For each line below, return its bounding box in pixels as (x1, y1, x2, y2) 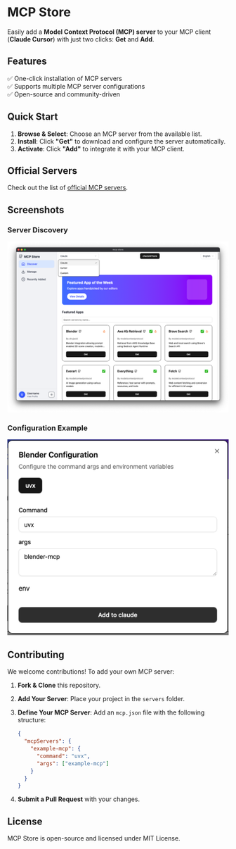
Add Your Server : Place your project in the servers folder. (17, 695, 185, 703)
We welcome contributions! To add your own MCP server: (7, 667, 174, 676)
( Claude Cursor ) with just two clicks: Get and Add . (7, 34, 155, 43)
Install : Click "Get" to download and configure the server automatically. (17, 137, 226, 145)
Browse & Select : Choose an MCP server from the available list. (17, 130, 202, 138)
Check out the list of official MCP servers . (7, 184, 129, 192)
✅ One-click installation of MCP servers (7, 74, 123, 82)
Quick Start (7, 111, 58, 123)
